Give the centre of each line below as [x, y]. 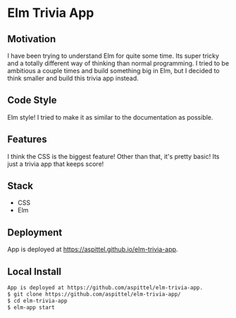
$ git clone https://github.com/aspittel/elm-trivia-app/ [94, 294]
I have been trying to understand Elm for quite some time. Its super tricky [113, 56]
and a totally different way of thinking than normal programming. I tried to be [118, 63]
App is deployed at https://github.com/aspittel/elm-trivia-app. [105, 288]
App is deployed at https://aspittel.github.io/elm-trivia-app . [93, 249]
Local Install [35, 271]
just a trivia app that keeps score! [56, 164]
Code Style [32, 100]
